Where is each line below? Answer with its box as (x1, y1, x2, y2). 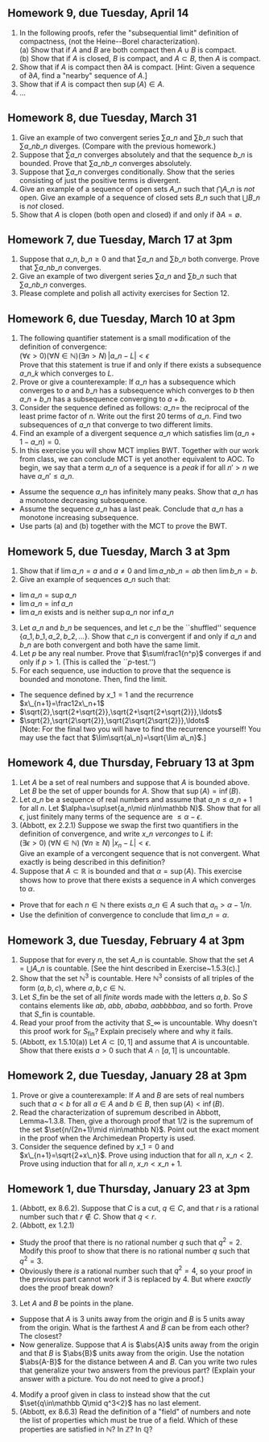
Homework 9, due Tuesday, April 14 (7, 6, 189, 20)
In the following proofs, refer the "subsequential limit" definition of (19, 27, 239, 37)
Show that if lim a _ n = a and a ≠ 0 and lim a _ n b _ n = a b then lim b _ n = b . (19, 566, 259, 576)
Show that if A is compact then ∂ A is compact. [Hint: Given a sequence (19, 62, 255, 72)
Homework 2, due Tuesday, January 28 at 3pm (7, 1069, 247, 1083)
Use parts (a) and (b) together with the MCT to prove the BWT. (19, 522, 227, 531)
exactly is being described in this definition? (19, 857, 166, 866)
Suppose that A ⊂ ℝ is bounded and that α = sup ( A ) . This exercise (19, 866, 242, 875)
